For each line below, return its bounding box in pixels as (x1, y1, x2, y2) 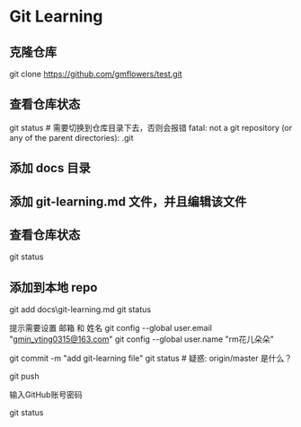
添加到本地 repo (9, 280, 98, 295)
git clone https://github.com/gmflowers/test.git (9, 69, 182, 79)
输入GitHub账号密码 (9, 389, 83, 400)
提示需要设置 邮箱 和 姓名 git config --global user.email (9, 323, 213, 334)
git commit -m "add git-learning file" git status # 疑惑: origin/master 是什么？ (9, 353, 293, 364)
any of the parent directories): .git (9, 132, 134, 143)
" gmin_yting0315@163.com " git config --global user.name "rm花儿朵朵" (9, 334, 274, 344)
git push (9, 370, 40, 382)
